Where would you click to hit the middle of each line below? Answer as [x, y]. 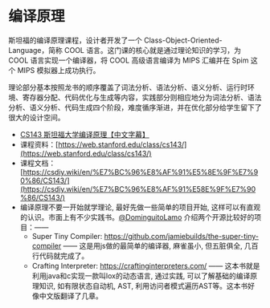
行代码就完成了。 [60, 255]
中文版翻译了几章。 [71, 296]
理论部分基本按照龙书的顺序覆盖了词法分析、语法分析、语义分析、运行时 [128, 87]
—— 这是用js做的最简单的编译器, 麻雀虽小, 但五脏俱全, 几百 [161, 245]
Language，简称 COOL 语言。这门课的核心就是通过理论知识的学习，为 [125, 50]
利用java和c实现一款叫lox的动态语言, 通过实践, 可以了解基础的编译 [141, 276]
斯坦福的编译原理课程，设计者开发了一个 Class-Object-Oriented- [115, 40]
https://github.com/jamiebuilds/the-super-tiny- [182, 236]
